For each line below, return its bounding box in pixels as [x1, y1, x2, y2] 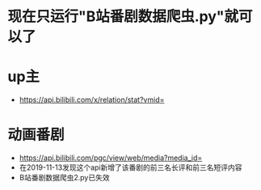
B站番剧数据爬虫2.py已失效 [19, 173, 110, 183]
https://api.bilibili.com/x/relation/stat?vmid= [19, 95, 165, 105]
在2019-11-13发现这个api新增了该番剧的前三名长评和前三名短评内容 [19, 163, 242, 172]
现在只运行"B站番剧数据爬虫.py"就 [7, 7, 239, 26]
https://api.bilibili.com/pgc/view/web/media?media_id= [19, 153, 203, 163]
